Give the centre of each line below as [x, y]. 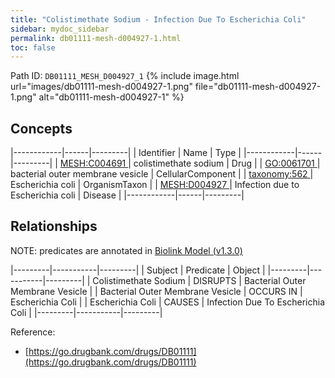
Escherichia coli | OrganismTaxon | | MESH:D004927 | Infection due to [155, 185]
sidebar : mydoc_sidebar [60, 29]
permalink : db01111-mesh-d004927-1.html [96, 38]
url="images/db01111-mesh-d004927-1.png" [101, 87]
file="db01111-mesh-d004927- [258, 87]
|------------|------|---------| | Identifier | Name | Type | [126, 153]
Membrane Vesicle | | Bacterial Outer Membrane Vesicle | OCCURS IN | [156, 291]
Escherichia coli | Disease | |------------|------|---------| [127, 195]
